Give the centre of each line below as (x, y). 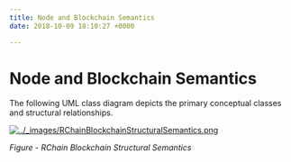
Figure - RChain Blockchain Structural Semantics (100, 148)
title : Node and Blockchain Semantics (82, 18)
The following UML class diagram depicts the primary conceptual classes (145, 103)
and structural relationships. (61, 112)
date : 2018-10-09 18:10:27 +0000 (72, 26)
